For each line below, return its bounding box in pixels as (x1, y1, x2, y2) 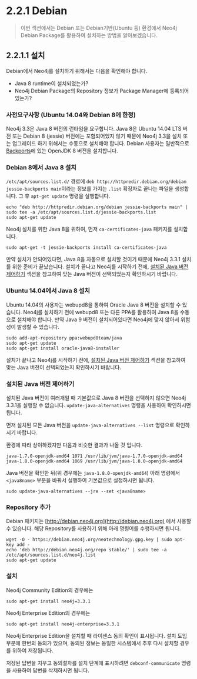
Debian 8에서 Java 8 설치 (6, 163, 76, 171)
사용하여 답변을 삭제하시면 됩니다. (12, 667, 89, 674)
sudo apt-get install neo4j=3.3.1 (6, 598, 91, 604)
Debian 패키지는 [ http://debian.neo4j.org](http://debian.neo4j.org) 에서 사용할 (6, 518, 192, 525)
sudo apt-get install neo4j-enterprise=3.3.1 (6, 621, 119, 627)
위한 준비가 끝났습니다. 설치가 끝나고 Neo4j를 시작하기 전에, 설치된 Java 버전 (12, 263, 189, 270)
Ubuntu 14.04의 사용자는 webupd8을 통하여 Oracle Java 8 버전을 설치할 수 (6, 301, 181, 308)
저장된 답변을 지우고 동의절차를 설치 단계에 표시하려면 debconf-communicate (6, 659, 181, 666)
